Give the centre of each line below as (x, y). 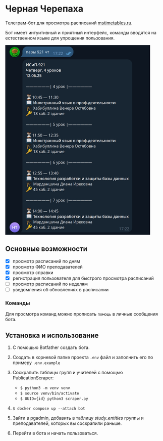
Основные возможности (46, 249)
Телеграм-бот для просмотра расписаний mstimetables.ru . (69, 23)
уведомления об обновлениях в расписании (61, 290)
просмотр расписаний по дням (46, 261)
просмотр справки (33, 272)
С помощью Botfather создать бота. (51, 347)
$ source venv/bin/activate (49, 393)
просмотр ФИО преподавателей (47, 267)
